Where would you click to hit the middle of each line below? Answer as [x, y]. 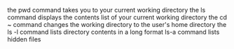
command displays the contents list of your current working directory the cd [117, 17]
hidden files [24, 39]
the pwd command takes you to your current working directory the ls [106, 10]
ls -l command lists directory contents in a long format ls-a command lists [113, 32]
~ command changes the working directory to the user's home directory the [117, 24]
